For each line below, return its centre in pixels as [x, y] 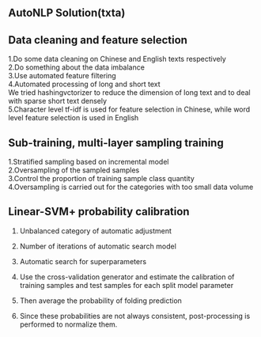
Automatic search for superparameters [83, 261]
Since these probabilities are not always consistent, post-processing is [135, 316]
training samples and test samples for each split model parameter [127, 285]
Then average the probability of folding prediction [100, 301]
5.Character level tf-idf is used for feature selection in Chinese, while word [129, 109]
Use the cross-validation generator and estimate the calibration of [127, 277]
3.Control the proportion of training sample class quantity [102, 179]
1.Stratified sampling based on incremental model [89, 162]
